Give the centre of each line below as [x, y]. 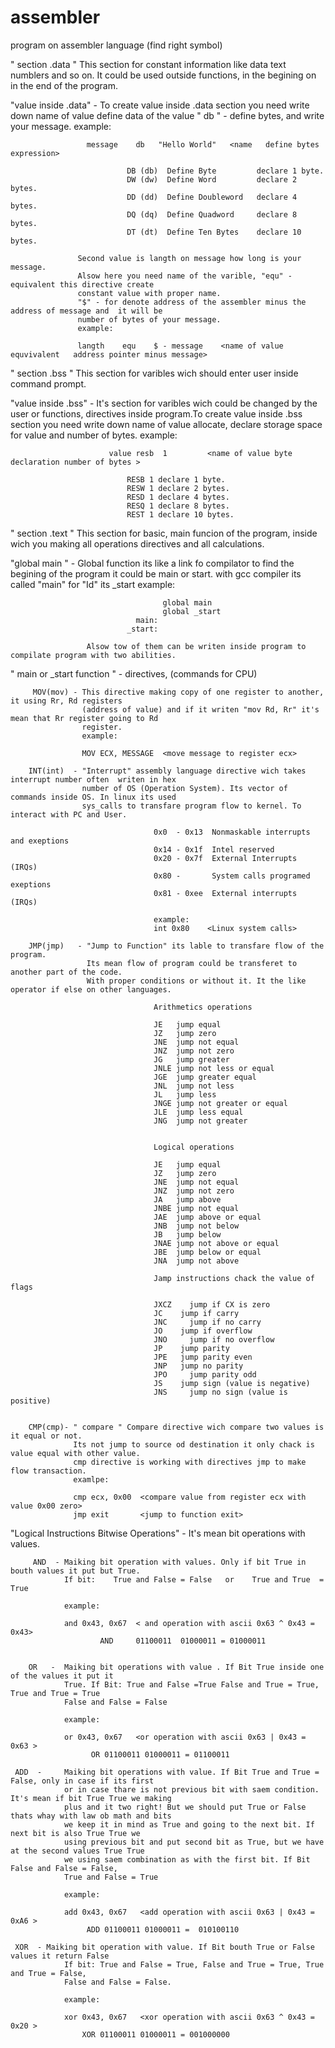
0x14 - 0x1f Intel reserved [214, 849]
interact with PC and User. [69, 814]
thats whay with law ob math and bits [91, 1816]
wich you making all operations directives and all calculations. [137, 543]
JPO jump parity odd [205, 1374]
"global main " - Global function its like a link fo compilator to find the [152, 563]
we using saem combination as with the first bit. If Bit [187, 1859]
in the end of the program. [64, 85]
